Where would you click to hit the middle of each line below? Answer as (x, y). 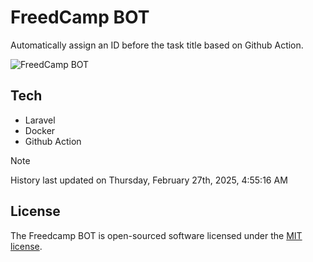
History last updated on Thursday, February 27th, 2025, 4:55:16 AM (149, 180)
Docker (40, 130)
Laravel (40, 120)
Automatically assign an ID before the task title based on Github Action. (157, 45)
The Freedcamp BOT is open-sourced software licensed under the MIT (156, 235)
